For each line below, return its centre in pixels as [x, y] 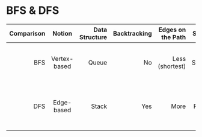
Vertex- [62, 59]
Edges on [172, 30]
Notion [62, 33]
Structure [93, 37]
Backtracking [133, 33]
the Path [174, 37]
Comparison [27, 33]
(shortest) [172, 66]
